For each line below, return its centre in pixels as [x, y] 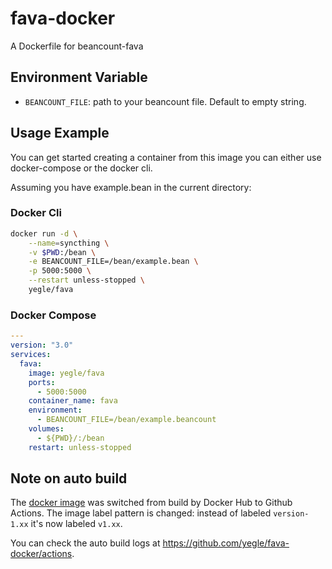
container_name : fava [73, 401]
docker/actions [41, 554]
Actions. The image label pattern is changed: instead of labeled [141, 513]
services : [31, 355]
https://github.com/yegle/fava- [226, 543]
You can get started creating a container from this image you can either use [166, 157]
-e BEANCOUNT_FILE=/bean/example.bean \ [113, 262]
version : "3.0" [42, 345]
